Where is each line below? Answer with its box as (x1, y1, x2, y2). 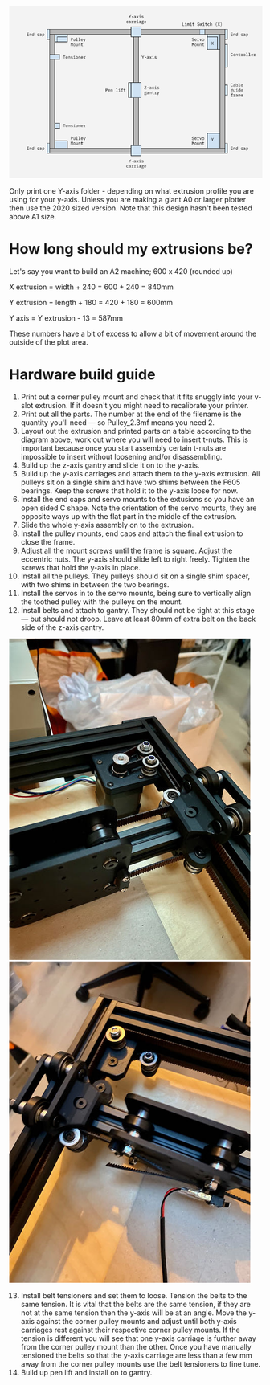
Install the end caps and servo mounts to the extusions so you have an (20, 494, 255, 504)
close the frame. (20, 537, 76, 546)
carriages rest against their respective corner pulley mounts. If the (20, 1325, 240, 1334)
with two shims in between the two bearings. (20, 579, 170, 589)
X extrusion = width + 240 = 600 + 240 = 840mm (9, 282, 174, 292)
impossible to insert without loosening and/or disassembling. (20, 451, 223, 461)
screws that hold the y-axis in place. (20, 562, 141, 572)
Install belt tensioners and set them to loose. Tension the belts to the (20, 1290, 247, 1300)
